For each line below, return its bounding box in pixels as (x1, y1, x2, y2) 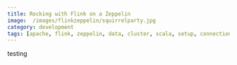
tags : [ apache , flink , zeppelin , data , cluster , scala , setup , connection (7, 30, 232, 37)
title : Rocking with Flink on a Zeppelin (7, 10, 131, 18)
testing (7, 49, 28, 58)
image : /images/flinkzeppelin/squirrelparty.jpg (7, 17, 157, 24)
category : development (7, 23, 74, 30)
